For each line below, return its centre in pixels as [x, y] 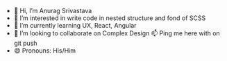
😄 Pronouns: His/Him [45, 51]
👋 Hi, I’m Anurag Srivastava [53, 11]
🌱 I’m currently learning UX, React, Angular [75, 25]
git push [25, 43]
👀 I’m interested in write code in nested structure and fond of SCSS [110, 18]
